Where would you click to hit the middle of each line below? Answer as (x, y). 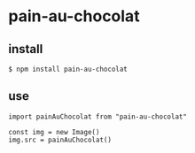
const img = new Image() (54, 132)
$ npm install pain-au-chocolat (68, 69)
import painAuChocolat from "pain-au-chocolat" (98, 117)
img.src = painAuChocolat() (60, 140)
